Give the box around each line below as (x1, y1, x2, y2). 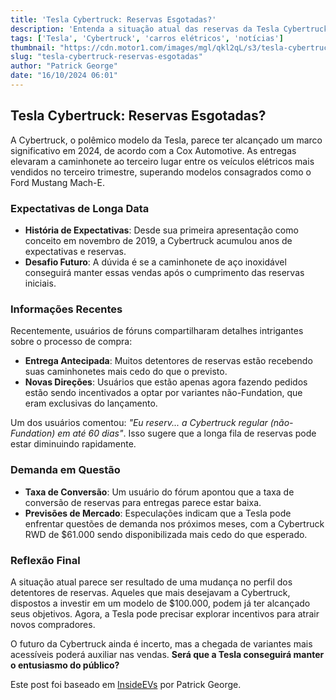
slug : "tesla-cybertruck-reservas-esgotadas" (10, 52, 203, 62)
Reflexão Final (10, 553, 81, 567)
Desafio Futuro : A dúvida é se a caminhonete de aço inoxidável (24, 256, 287, 268)
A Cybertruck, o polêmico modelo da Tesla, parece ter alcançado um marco (10, 134, 323, 146)
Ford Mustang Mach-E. (10, 176, 105, 188)
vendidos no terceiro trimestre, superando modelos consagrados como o (10, 166, 312, 178)
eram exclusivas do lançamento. (24, 397, 158, 410)
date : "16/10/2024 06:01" (10, 71, 118, 81)
